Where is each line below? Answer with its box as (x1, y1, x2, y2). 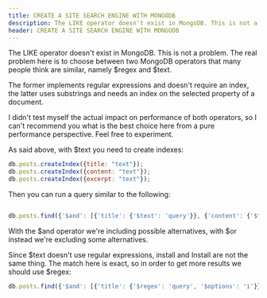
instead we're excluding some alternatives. (8, 234, 149, 244)
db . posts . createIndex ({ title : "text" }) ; (8, 161, 145, 168)
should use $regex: (8, 267, 72, 277)
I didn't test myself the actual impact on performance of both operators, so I (8, 113, 257, 122)
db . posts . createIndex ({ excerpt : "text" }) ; (8, 176, 151, 184)
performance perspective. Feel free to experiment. (8, 130, 174, 139)
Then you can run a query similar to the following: (8, 190, 171, 199)
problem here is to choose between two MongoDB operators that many (8, 56, 242, 66)
